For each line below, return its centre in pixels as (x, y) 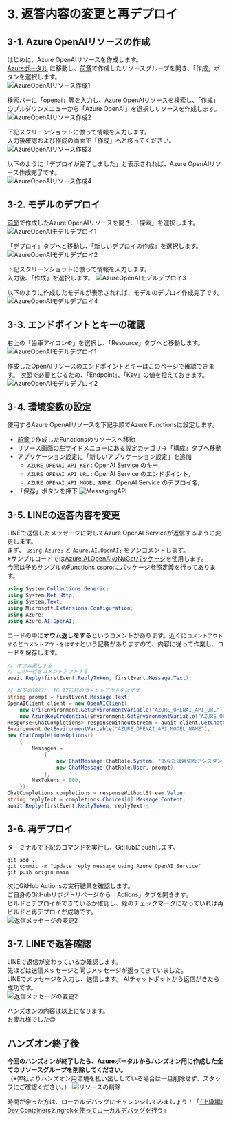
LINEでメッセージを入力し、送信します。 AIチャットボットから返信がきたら (113, 979)
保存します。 (43, 652)
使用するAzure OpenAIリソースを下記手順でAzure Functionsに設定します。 (113, 425)
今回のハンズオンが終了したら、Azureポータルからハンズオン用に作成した (112, 1061)
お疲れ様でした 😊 (32, 1020)
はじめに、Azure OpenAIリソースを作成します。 (75, 60)
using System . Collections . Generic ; (58, 589)
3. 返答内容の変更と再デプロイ (92, 14)
